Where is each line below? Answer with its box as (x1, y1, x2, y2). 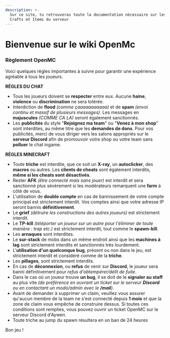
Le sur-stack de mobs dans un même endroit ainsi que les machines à (12, 236, 161, 242)
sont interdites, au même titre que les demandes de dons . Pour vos (12, 125, 153, 132)
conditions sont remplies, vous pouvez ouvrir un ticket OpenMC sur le (12, 306, 158, 312)
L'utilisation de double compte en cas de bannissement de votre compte (12, 193, 164, 199)
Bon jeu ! (5, 327, 24, 333)
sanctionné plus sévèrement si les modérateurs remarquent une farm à (12, 183, 161, 189)
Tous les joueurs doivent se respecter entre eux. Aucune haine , (12, 93, 146, 99)
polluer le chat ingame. (12, 141, 62, 147)
